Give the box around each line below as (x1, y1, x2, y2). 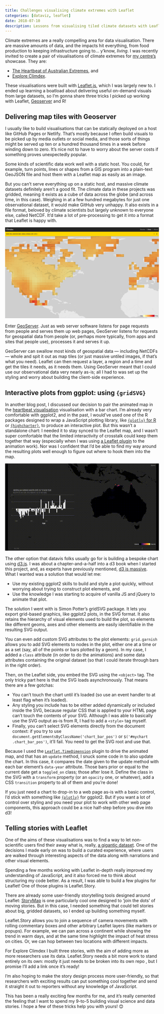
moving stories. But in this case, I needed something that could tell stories (5, 903, 154, 909)
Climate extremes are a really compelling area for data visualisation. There (5, 37, 155, 44)
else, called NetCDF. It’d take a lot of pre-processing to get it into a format (5, 213, 154, 218)
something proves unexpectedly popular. (5, 152, 87, 158)
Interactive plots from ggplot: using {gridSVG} (5, 388, 146, 397)
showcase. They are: (5, 58, 47, 64)
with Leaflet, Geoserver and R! (5, 98, 66, 104)
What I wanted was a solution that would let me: (5, 571, 102, 577)
